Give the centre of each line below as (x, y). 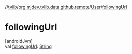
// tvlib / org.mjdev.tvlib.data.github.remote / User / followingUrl (66, 7)
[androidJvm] (19, 41)
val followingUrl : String (29, 46)
